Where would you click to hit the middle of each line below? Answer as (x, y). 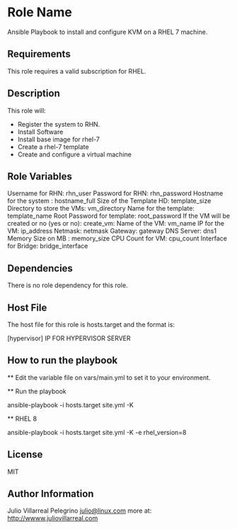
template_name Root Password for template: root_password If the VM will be (119, 216)
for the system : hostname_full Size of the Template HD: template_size (109, 201)
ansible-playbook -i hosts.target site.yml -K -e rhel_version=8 (97, 432)
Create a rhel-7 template (53, 146)
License (25, 454)
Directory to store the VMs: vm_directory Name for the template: (101, 209)
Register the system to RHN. (59, 124)
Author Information (51, 494)
